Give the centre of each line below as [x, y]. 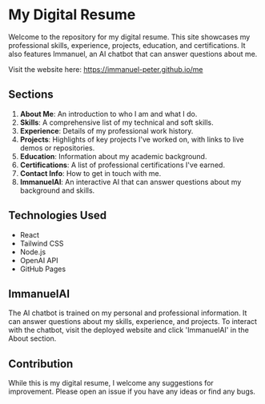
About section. [32, 338]
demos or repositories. [57, 148]
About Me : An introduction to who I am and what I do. [108, 114]
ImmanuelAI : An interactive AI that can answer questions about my [130, 182]
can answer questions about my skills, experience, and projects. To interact [133, 322]
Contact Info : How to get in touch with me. [90, 173]
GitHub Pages [43, 269]
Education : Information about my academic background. [113, 156]
